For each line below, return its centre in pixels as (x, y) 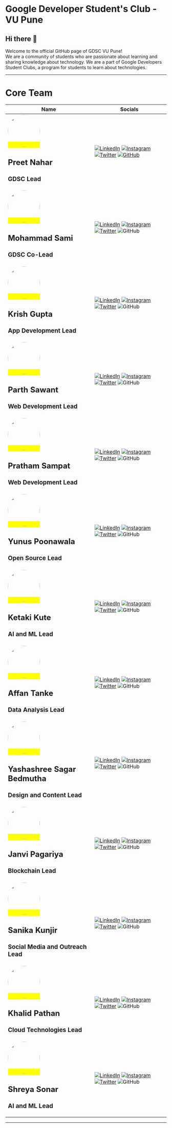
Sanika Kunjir (33, 930)
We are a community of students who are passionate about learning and (81, 56)
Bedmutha (27, 778)
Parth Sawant (33, 390)
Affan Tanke (31, 693)
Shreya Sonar (33, 1089)
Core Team (29, 93)
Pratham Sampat (39, 465)
